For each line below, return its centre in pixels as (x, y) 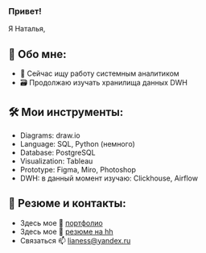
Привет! (25, 11)
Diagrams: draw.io (50, 135)
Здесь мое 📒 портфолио (61, 222)
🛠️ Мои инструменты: (66, 112)
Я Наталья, (27, 29)
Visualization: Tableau (56, 161)
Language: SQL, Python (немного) (77, 143)
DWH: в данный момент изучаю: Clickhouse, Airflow (109, 178)
